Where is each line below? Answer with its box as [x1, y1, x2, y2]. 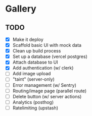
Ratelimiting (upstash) [12, 104, 59, 111]
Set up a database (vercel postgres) [12, 53, 87, 60]
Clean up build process [12, 48, 61, 54]
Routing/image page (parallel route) [12, 88, 87, 94]
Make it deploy [12, 36, 44, 42]
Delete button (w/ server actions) [12, 93, 82, 99]
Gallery [5, 3, 36, 15]
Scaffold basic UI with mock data [12, 42, 82, 48]
